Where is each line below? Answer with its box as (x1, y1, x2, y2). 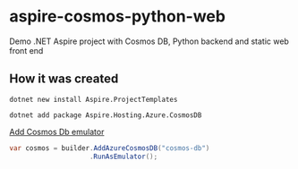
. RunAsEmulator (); (89, 152, 158, 161)
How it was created (9, 72, 119, 87)
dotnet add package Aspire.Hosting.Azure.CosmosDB (9, 110, 202, 120)
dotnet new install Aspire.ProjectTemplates (9, 95, 178, 104)
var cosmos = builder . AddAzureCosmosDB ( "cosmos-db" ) (9, 143, 210, 153)
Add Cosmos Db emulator (9, 126, 105, 137)
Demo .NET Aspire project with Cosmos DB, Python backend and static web (9, 36, 289, 46)
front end (9, 45, 44, 55)
